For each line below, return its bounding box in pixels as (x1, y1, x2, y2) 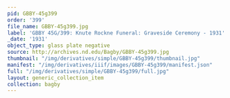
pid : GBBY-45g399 (7, 10, 58, 17)
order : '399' (7, 17, 45, 23)
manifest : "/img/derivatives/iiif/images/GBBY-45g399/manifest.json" (7, 61, 213, 68)
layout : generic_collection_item (7, 74, 104, 81)
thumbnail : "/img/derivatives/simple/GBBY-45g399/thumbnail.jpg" (7, 55, 200, 62)
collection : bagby (7, 81, 60, 88)
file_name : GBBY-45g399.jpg (7, 23, 89, 30)
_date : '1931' (7, 36, 49, 43)
